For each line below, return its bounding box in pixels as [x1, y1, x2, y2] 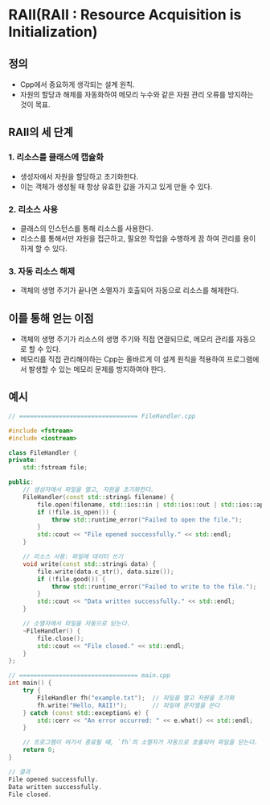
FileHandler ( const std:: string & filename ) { [22, 493, 174, 501]
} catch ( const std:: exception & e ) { [22, 708, 149, 717]
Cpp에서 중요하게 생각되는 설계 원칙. [19, 80, 135, 89]
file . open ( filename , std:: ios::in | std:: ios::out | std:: [37, 501, 239, 509]
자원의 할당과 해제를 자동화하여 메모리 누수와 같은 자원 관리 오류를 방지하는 [19, 90, 255, 99]
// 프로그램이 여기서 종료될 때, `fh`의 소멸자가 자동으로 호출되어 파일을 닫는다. [22, 738, 259, 746]
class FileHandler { [8, 448, 78, 456]
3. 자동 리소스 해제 [8, 266, 76, 277]
